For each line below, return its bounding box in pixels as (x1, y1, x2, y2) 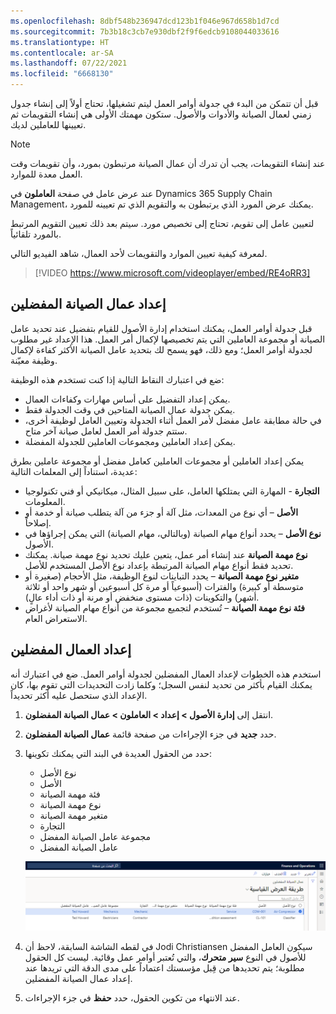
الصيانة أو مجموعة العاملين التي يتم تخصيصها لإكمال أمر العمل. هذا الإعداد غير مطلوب (10, 333, 326, 345)
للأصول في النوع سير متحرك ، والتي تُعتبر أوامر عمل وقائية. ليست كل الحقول (24, 951, 307, 964)
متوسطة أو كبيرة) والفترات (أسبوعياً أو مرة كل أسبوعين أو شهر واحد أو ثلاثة (24, 580, 304, 592)
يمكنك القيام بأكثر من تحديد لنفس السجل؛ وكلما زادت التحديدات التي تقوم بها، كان (10, 678, 313, 690)
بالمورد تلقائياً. (10, 228, 62, 240)
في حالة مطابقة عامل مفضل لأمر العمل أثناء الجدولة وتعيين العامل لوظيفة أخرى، (24, 414, 322, 426)
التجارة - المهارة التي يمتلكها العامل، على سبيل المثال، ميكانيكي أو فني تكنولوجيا (24, 485, 320, 497)
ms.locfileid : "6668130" (10, 69, 114, 79)
